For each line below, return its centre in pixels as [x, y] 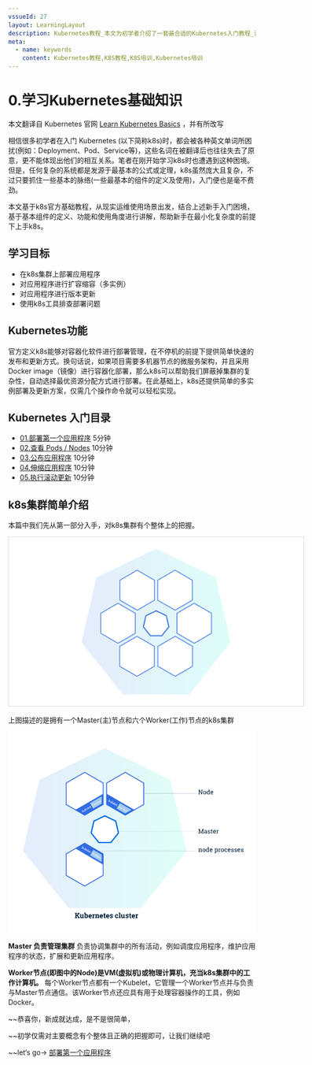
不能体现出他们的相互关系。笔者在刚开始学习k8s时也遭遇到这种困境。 [141, 160]
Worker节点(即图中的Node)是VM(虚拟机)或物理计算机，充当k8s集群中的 [126, 972]
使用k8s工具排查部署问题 [60, 303]
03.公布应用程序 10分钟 [57, 458]
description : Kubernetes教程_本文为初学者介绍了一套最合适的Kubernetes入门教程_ [131, 33]
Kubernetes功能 [48, 331]
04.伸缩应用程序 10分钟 [57, 468]
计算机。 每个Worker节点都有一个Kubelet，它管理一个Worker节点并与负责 [134, 982]
